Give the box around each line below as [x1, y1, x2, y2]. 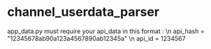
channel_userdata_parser [7, 4, 159, 20]
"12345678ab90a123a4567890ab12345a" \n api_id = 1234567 [7, 34, 187, 42]
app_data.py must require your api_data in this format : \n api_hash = [7, 27, 205, 35]
